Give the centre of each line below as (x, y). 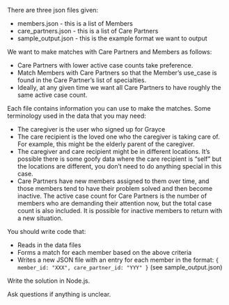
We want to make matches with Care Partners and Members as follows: (110, 52)
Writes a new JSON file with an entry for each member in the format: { (118, 260)
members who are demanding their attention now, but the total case (114, 203)
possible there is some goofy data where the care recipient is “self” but (119, 159)
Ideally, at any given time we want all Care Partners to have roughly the (119, 87)
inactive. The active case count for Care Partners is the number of (112, 196)
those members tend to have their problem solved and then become (115, 188)
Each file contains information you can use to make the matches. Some (109, 108)
